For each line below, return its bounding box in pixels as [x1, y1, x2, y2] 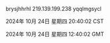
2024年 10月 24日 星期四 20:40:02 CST [5, 18, 104, 25]
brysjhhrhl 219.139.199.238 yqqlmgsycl [5, 5, 102, 12]
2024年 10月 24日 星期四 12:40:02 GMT [5, 30, 104, 38]
